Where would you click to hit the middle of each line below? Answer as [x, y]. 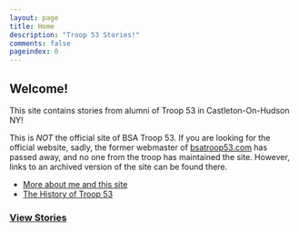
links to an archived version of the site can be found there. [119, 166]
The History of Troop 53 [68, 194]
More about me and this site [75, 184]
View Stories [38, 217]
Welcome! [39, 89]
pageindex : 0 [34, 52]
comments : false [40, 43]
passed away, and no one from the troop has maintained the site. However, [150, 156]
